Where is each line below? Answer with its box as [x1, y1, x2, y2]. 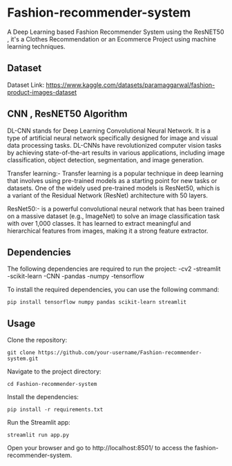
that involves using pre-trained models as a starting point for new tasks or [7, 176, 217, 184]
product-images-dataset [7, 88, 77, 96]
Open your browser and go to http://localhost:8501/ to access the [7, 444, 193, 452]
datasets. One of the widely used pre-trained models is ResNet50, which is [7, 184, 220, 192]
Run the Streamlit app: [7, 418, 70, 427]
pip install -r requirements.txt [7, 406, 104, 414]
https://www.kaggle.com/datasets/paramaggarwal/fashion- [46, 81, 215, 89]
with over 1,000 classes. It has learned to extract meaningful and [7, 219, 191, 227]
